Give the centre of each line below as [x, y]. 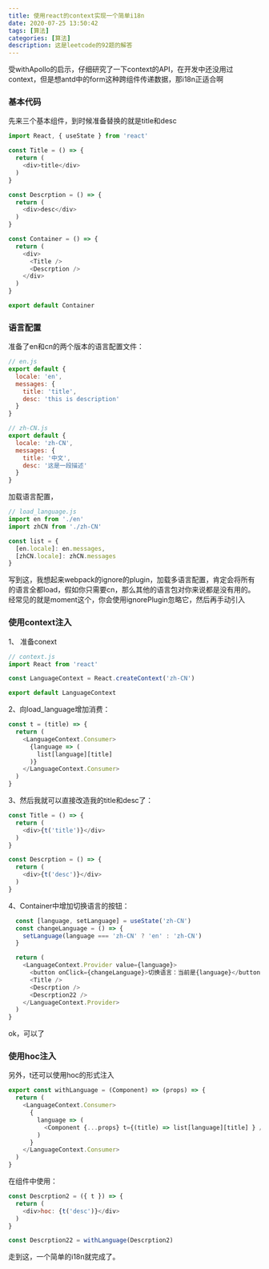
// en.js [23, 362]
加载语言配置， [33, 496]
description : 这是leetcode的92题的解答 [70, 46]
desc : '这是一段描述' [55, 465]
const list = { [34, 541]
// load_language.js [43, 512]
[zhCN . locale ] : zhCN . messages [66, 556]
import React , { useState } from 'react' [78, 136]
